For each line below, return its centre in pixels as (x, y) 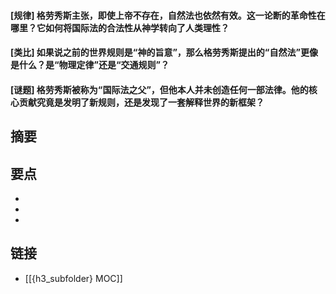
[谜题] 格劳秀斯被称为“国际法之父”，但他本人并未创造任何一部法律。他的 (159, 89)
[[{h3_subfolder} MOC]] (73, 278)
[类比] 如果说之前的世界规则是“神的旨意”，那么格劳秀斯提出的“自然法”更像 (164, 52)
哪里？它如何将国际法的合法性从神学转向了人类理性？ (120, 27)
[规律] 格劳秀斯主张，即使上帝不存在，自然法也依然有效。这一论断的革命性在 (168, 15)
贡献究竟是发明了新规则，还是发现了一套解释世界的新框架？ (141, 102)
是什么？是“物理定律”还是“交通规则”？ (90, 65)
